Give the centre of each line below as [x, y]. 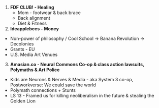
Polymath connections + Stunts [43, 90]
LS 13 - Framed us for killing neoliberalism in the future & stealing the [82, 96]
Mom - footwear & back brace [49, 13]
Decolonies [22, 44]
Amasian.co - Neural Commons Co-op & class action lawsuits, [77, 64]
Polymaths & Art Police [35, 70]
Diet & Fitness [32, 23]
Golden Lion [23, 101]
